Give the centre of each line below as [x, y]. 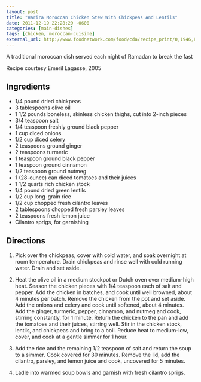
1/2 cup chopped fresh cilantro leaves [61, 203]
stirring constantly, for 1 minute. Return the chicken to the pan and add [102, 317]
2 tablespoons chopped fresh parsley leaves [70, 209]
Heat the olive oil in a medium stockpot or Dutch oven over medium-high [104, 279]
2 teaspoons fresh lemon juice [52, 215]
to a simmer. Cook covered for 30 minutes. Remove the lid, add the [97, 355]
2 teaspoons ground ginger [48, 146]
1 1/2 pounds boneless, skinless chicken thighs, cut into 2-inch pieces [101, 114]
